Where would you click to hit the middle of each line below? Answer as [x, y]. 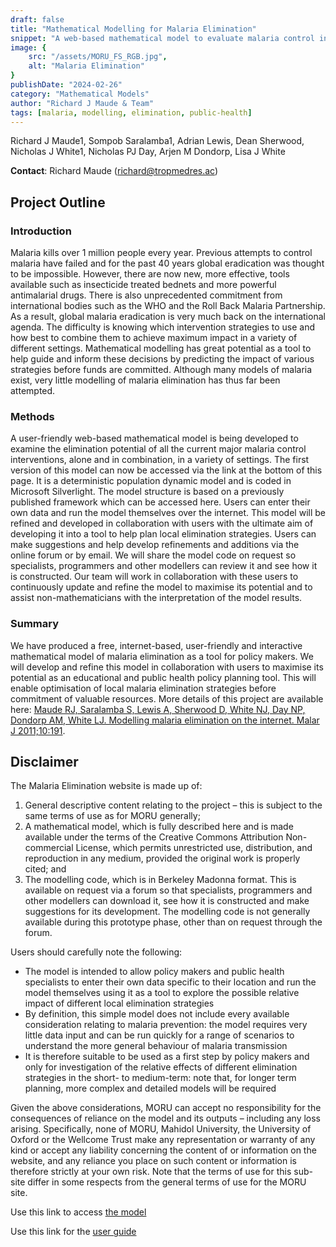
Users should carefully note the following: [96, 952]
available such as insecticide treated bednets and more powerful [143, 285]
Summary [35, 624]
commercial [49, 848]
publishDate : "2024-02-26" [66, 85]
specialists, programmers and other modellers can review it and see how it [164, 566]
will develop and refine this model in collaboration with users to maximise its [167, 667]
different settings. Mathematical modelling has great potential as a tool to [161, 348]
